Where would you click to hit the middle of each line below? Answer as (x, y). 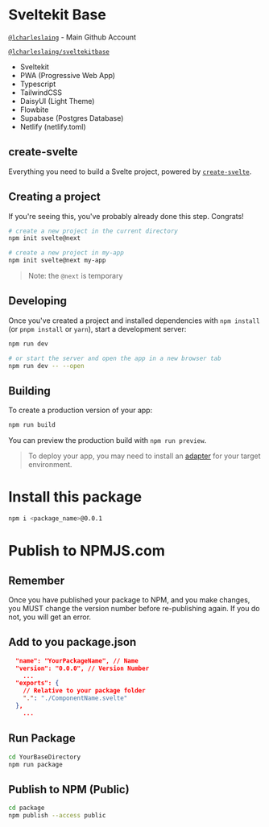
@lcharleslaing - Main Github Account (72, 37)
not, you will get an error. (50, 617)
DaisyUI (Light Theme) (57, 101)
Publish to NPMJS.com (87, 551)
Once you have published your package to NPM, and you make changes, (129, 600)
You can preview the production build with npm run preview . (108, 440)
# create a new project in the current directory (93, 231)
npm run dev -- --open (46, 366)
